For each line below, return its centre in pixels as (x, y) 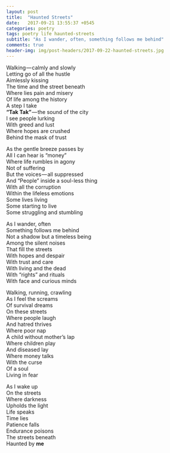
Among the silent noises (36, 243)
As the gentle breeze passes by (45, 149)
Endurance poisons (30, 431)
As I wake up (22, 386)
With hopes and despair (35, 255)
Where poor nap (26, 330)
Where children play (31, 343)
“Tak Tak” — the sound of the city (47, 112)
